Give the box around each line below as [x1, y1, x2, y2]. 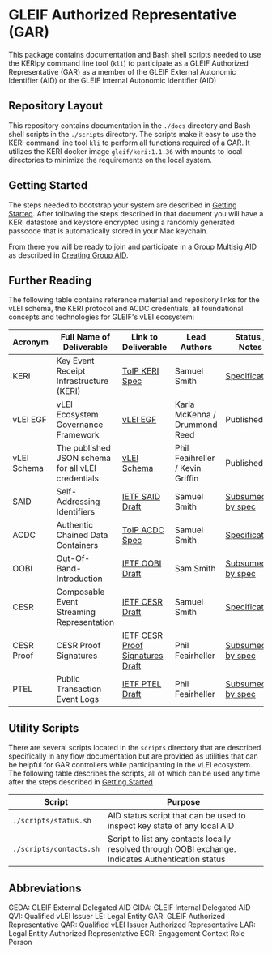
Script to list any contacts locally [107, 833, 231, 844]
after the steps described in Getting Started [8, 777, 154, 787]
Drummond [174, 419, 218, 430]
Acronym [12, 336, 49, 348]
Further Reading [8, 273, 92, 287]
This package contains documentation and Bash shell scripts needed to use [8, 49, 261, 59]
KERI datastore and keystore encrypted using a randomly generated [8, 217, 235, 227]
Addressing [56, 496, 100, 507]
